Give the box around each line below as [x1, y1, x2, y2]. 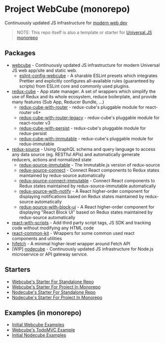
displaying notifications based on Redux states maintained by [19, 193, 144, 199]
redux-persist [19, 130, 47, 136]
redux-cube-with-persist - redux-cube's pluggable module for [19, 125, 146, 131]
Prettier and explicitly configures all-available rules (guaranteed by [19, 78, 155, 84]
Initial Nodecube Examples [11, 332, 66, 338]
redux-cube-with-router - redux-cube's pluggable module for [19, 104, 144, 110]
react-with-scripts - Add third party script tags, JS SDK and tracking [11, 219, 151, 225]
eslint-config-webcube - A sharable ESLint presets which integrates [19, 73, 158, 79]
